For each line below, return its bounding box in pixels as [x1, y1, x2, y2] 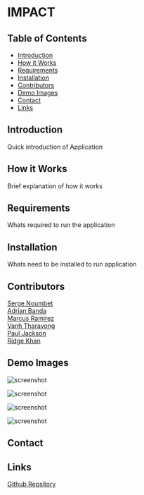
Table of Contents [7, 32, 88, 44]
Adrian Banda [7, 307, 47, 315]
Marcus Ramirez [7, 314, 55, 323]
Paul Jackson [7, 329, 46, 338]
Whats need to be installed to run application [7, 260, 137, 269]
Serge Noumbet [7, 299, 53, 307]
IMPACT [7, 4, 55, 20]
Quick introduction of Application [7, 142, 103, 151]
